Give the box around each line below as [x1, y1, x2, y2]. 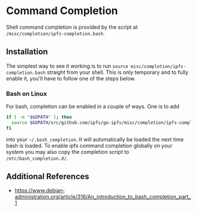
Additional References [6, 171, 90, 181]
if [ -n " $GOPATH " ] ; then [6, 115, 72, 120]
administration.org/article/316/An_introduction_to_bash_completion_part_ [14, 193, 191, 200]
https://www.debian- [14, 187, 65, 194]
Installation [6, 47, 48, 57]
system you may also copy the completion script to [6, 148, 130, 155]
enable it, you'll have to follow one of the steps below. [6, 75, 136, 82]
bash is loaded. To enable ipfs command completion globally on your [6, 142, 173, 149]
